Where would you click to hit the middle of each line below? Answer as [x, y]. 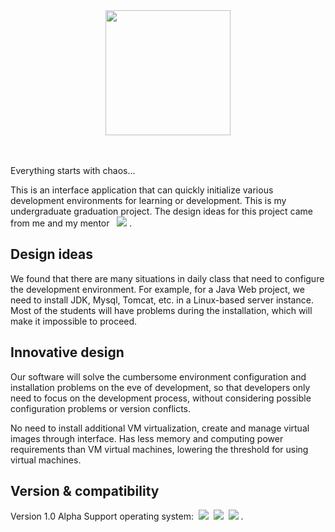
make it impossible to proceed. [74, 321]
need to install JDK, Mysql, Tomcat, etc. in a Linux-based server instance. [162, 300]
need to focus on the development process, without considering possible [161, 398]
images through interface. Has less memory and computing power [147, 438]
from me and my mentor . [71, 223]
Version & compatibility [85, 491]
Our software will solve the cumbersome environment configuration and [158, 376]
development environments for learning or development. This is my [148, 200]
